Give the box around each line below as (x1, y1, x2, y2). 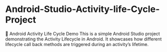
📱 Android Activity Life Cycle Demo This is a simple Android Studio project (5, 30, 160, 36)
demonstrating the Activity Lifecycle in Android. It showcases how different (5, 36, 162, 42)
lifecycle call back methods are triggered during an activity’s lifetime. (5, 41, 149, 47)
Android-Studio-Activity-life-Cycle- (5, 3, 160, 15)
